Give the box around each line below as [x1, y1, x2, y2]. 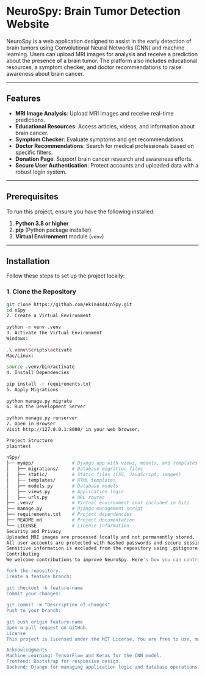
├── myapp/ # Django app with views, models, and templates [6, 460, 198, 466]
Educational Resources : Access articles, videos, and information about [15, 122, 195, 130]
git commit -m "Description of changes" [6, 602, 111, 608]
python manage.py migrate [6, 398, 72, 404]
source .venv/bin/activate [6, 364, 75, 370]
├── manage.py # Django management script [6, 505, 143, 512]
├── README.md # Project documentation [6, 517, 135, 523]
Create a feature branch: [6, 573, 72, 579]
